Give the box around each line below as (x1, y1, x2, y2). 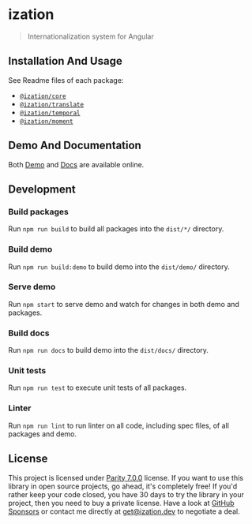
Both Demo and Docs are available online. (8, 159, 145, 169)
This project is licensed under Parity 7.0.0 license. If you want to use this (8, 473, 243, 482)
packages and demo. (8, 429, 77, 439)
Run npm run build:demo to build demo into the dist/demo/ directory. (8, 262, 231, 271)
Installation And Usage (8, 54, 122, 68)
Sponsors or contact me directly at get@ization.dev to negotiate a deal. (8, 507, 240, 516)
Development (8, 182, 77, 196)
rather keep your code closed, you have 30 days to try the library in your (8, 489, 245, 499)
